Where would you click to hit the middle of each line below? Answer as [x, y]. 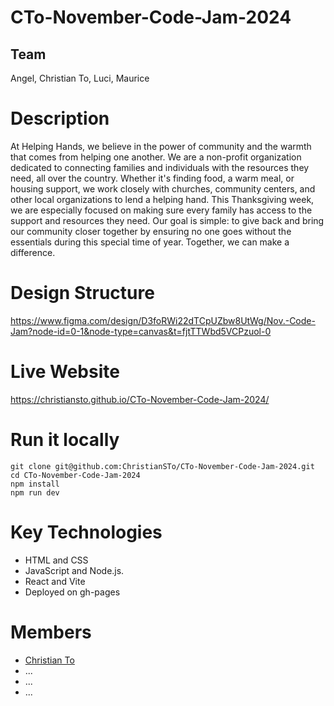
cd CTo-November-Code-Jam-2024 [75, 475]
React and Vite [55, 581]
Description [60, 118]
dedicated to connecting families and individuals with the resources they [160, 167]
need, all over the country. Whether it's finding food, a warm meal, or [152, 178]
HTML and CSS [56, 560]
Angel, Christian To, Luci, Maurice [80, 78]
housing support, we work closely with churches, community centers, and [163, 188]
